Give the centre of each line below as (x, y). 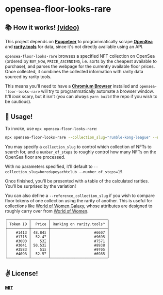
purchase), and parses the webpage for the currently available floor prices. (80, 66)
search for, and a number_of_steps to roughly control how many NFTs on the (81, 152)
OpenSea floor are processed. (35, 157)
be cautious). (18, 101)
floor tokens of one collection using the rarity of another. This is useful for (79, 200)
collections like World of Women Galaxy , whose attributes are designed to (79, 206)
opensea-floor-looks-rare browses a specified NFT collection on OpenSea (80, 56)
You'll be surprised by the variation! (41, 186)
